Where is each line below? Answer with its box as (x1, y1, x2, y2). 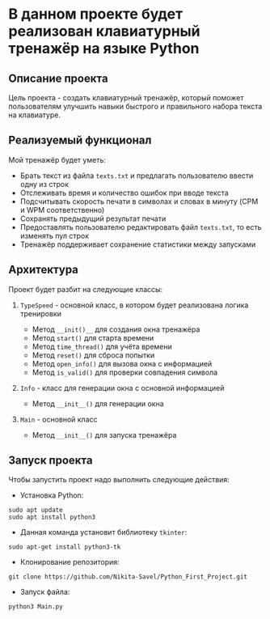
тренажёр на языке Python (8, 40, 200, 57)
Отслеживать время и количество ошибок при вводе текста (19, 188, 229, 197)
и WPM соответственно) (19, 205, 105, 214)
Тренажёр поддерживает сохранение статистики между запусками (19, 240, 256, 249)
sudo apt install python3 (8, 513, 95, 522)
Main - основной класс (19, 414, 99, 424)
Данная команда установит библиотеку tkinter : (19, 528, 188, 537)
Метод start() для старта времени (32, 333, 154, 342)
